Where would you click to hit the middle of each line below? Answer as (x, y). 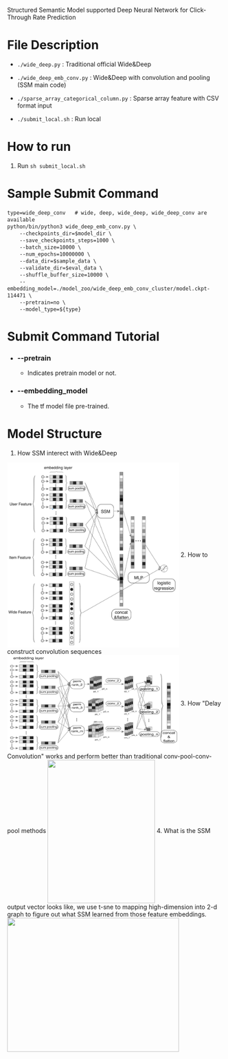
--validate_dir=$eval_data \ (61, 268)
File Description (53, 45)
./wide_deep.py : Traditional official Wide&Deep (84, 64)
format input (35, 105)
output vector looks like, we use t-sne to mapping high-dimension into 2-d (112, 907)
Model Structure (55, 434)
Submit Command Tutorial (83, 336)
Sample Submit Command (83, 194)
